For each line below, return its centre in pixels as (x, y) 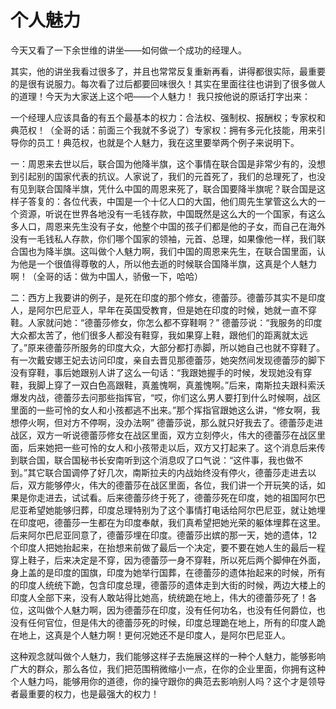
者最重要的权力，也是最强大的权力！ (85, 693)
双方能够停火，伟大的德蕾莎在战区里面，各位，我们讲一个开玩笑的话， (172, 485)
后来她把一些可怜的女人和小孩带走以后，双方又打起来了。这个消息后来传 (176, 447)
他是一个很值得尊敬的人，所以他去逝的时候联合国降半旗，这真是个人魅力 (167, 263)
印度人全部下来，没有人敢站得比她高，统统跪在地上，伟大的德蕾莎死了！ (159, 597)
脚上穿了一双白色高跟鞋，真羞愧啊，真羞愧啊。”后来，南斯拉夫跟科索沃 (181, 385)
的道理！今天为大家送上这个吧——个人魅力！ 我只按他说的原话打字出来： (160, 96)
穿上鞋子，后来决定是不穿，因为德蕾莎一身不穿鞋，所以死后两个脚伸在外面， (168, 560)
